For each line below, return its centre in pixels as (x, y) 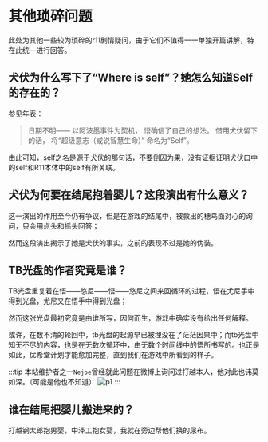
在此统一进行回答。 (40, 50)
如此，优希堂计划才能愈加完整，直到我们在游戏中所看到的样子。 (113, 355)
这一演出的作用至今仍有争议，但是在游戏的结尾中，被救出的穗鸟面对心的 (127, 216)
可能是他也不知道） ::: (77, 382)
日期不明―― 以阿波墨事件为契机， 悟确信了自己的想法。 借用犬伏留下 (142, 130)
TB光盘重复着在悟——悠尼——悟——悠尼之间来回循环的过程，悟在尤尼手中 (132, 291)
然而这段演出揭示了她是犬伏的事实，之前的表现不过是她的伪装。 (113, 243)
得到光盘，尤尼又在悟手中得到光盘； (68, 301)
